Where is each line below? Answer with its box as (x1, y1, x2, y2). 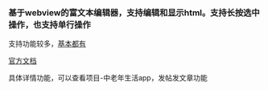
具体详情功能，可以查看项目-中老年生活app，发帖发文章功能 (8, 73, 208, 83)
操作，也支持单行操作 (8, 18, 91, 30)
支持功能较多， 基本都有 (8, 39, 86, 49)
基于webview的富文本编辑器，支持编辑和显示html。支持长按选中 (8, 6, 260, 18)
